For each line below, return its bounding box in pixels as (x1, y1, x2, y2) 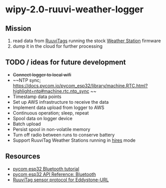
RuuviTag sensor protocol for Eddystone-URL (12, 176, 109, 183)
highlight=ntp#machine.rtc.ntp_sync (12, 88, 90, 94)
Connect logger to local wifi (12, 71, 72, 78)
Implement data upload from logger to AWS (12, 104, 105, 110)
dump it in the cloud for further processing (12, 43, 103, 49)
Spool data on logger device (12, 115, 73, 121)
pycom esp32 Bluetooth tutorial (12, 165, 79, 172)
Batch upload (12, 121, 41, 127)
